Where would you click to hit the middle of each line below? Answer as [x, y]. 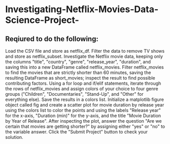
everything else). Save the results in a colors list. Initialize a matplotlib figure [84, 99]
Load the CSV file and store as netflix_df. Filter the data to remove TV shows [85, 51]
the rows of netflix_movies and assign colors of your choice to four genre [82, 89]
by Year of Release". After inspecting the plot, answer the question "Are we [83, 121]
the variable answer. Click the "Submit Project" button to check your [77, 132]
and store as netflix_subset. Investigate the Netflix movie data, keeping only [84, 56]
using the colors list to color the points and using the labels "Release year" [83, 110]
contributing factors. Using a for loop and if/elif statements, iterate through [83, 83]
